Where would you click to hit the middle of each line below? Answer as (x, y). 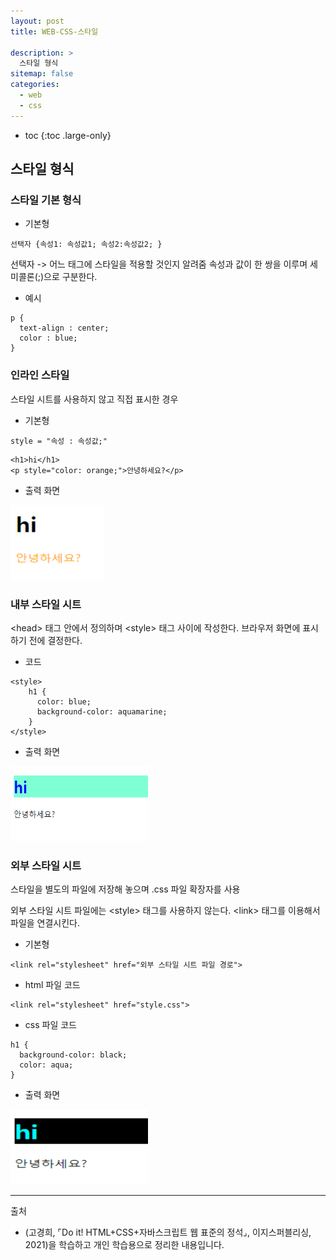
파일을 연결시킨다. (45, 923)
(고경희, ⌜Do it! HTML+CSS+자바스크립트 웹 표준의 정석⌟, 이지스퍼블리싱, (168, 1232)
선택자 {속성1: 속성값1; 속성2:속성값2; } (86, 245)
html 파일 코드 (52, 985)
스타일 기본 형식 (46, 200)
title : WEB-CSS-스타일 (54, 31)
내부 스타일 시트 (46, 604)
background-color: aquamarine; (102, 711)
